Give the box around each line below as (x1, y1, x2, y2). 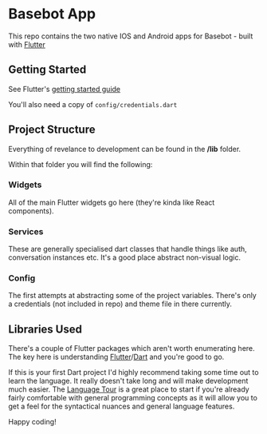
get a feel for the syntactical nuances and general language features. (8, 401, 235, 412)
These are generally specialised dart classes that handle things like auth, (8, 245, 247, 254)
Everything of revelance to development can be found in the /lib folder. (8, 144, 241, 153)
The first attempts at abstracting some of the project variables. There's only (8, 291, 257, 301)
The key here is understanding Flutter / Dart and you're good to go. (8, 352, 225, 362)
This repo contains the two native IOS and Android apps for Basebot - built (8, 31, 253, 41)
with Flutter (8, 39, 46, 49)
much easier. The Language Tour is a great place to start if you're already (8, 384, 249, 394)
